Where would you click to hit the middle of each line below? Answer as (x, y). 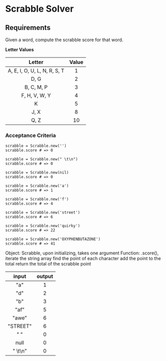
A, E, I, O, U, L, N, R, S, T (36, 71)
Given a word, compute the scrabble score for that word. (64, 40)
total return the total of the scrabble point (48, 264)
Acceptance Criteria (31, 135)
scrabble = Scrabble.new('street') (43, 213)
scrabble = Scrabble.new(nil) (37, 173)
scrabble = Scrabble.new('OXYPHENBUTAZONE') (53, 239)
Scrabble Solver (40, 9)
